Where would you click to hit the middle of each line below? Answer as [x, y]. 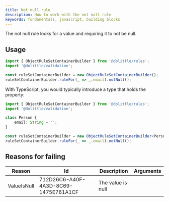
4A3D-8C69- [56, 186]
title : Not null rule [28, 10]
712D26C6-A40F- [62, 179]
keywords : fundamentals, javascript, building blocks [63, 19]
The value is [113, 182]
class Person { [21, 118]
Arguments [148, 171]
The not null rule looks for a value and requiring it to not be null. [71, 34]
